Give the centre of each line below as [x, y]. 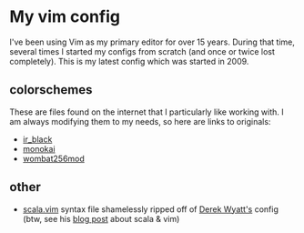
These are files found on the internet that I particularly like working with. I [147, 112]
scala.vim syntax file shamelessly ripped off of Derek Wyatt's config [151, 209]
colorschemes [51, 90]
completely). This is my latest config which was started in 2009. [129, 61]
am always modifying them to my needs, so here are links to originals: [140, 121]
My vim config [65, 17]
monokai [39, 148]
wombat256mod [53, 158]
